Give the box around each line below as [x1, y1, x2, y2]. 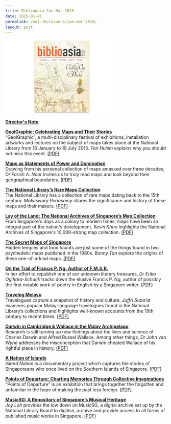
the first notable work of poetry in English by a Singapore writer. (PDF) [5, 282, 153, 288]
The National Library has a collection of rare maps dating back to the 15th [5, 192, 160, 198]
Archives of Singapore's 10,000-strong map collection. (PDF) [5, 229, 134, 236]
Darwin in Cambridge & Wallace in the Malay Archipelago [5, 323, 129, 330]
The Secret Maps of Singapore [5, 239, 71, 245]
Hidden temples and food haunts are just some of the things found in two [5, 245, 159, 251]
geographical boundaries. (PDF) [5, 177, 73, 183]
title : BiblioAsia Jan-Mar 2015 [5, 8, 74, 13]
